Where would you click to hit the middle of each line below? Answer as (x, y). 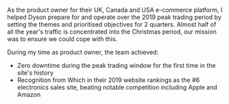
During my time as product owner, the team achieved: (83, 52)
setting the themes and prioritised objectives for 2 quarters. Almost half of (112, 24)
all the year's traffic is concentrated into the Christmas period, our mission (112, 31)
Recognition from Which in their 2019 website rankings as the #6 (108, 80)
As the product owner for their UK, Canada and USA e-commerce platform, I (115, 10)
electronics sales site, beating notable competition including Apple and (117, 87)
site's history (35, 73)
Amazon (29, 94)
